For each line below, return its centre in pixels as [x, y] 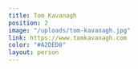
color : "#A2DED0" [37, 45]
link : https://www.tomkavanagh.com [68, 38]
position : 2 [28, 23]
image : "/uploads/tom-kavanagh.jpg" [69, 30]
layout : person [34, 52]
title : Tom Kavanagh [43, 15]
